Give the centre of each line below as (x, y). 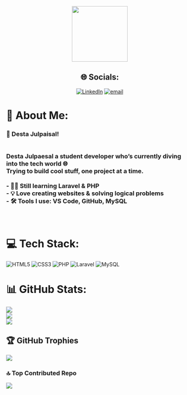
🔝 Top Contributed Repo (42, 373)
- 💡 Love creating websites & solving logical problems (85, 193)
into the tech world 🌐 (37, 164)
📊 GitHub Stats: (47, 289)
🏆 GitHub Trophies (42, 341)
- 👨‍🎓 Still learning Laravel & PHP (53, 186)
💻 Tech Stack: (43, 244)
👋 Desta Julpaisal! (33, 134)
